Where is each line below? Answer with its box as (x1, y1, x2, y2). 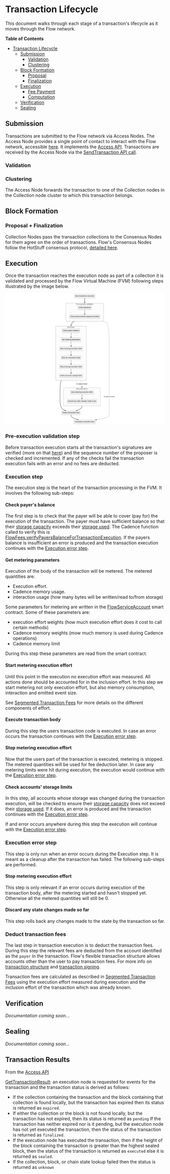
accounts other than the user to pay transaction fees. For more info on (5, 958, 152, 964)
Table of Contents (5, 36, 44, 42)
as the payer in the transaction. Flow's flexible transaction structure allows (5, 953, 160, 959)
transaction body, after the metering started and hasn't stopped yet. (5, 889, 147, 896)
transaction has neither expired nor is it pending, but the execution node (12, 1121, 164, 1127)
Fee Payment (27, 88, 56, 94)
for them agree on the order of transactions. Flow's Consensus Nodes (5, 239, 152, 245)
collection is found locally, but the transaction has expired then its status (12, 1099, 164, 1106)
